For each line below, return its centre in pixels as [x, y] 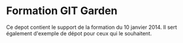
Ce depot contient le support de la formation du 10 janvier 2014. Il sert [91, 27]
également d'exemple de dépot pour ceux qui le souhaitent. [79, 33]
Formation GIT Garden [62, 11]
